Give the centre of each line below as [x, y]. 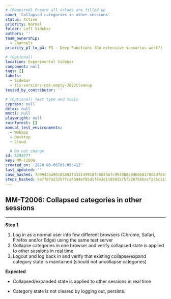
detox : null [18, 109]
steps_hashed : [20, 179]
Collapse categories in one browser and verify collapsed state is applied [88, 246]
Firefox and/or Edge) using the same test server [63, 240]
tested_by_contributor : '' [34, 90]
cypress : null [20, 104]
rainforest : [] [21, 123]
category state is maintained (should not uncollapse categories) [79, 262]
